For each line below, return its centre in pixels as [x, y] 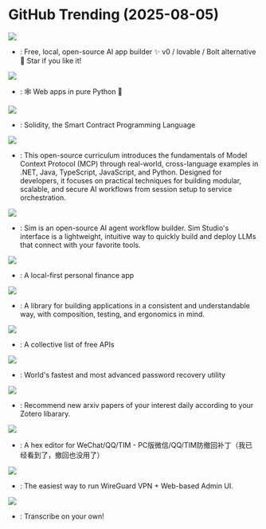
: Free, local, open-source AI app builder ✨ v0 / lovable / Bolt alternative [138, 51]
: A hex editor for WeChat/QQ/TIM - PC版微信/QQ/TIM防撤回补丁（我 [133, 445]
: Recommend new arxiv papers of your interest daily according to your [137, 405]
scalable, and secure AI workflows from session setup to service [126, 189]
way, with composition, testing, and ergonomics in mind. [112, 314]
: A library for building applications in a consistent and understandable [135, 305]
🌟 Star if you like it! [51, 61]
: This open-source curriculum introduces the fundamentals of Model [133, 155]
